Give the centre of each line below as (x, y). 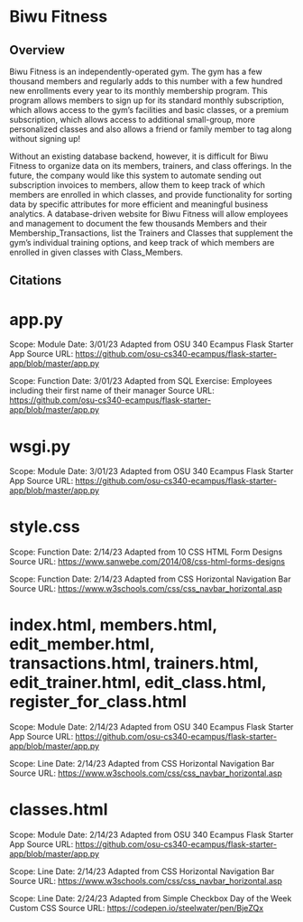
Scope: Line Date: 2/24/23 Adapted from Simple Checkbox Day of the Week (151, 899)
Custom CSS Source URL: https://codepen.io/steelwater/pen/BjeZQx (137, 908)
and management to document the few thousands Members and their (138, 224)
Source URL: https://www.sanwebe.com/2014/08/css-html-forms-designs (147, 562)
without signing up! (45, 139)
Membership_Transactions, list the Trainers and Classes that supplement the (151, 233)
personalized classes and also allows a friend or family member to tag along (151, 129)
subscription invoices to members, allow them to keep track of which (138, 185)
